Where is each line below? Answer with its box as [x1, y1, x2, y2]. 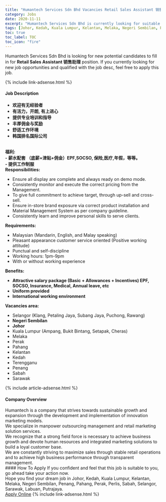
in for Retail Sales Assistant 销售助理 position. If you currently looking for [5, 59, 155, 65]
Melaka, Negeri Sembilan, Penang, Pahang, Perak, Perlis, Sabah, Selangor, [5, 481, 157, 487]
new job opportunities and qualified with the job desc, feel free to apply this [5, 64, 159, 70]
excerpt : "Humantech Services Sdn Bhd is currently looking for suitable [5, 21, 161, 26]
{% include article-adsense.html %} [5, 385, 78, 391]
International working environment [12, 293, 85, 299]
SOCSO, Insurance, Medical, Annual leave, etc [12, 283, 110, 289]
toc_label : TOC [5, 35, 37, 40]
